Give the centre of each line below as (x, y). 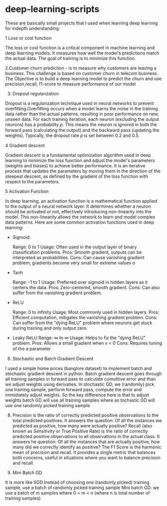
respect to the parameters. (32, 181)
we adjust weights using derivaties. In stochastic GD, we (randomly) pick (80, 384)
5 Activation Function (27, 191)
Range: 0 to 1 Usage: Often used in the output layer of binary (75, 247)
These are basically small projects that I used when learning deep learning (82, 23)
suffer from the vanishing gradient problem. (57, 293)
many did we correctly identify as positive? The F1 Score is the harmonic (87, 447)
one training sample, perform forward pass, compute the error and (74, 389)
